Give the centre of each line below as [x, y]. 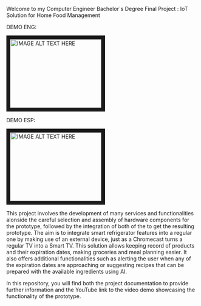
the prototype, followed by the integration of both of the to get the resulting [100, 226]
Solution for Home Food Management [53, 15]
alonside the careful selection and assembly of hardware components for [98, 220]
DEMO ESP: [21, 120]
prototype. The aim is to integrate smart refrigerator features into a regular [99, 233]
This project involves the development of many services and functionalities [100, 213]
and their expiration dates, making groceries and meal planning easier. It [97, 252]
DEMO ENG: [22, 27]
